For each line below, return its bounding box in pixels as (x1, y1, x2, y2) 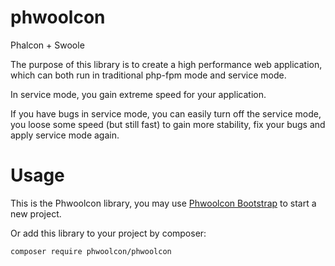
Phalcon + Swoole (10, 39, 85, 51)
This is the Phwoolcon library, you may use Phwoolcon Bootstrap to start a (10, 197, 317, 209)
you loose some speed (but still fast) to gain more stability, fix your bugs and (10, 118, 326, 130)
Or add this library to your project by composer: (10, 227, 207, 239)
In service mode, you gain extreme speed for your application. (10, 88, 267, 100)
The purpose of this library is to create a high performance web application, (10, 58, 323, 70)
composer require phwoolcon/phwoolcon (10, 246, 172, 256)
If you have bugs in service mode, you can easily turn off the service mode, (10, 107, 322, 120)
